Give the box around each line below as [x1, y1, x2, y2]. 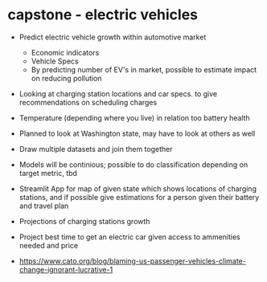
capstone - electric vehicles [7, 6, 199, 24]
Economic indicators [31, 47, 100, 57]
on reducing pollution [31, 73, 102, 83]
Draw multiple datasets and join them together [18, 144, 173, 153]
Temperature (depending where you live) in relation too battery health [18, 112, 250, 122]
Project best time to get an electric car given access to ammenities [18, 231, 240, 242]
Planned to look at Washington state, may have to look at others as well [18, 129, 256, 138]
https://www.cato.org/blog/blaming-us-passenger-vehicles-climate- [18, 255, 246, 266]
